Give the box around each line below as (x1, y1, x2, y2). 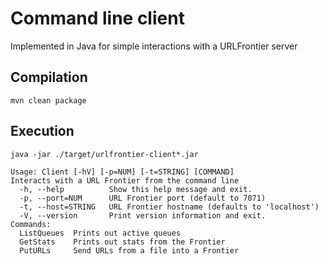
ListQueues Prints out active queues (19, 228, 182, 238)
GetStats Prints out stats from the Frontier (19, 237, 226, 247)
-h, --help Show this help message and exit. (19, 184, 253, 194)
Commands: (10, 219, 52, 229)
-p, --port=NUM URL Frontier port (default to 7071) (19, 193, 267, 203)
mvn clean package (10, 95, 87, 106)
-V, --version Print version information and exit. (19, 210, 267, 221)
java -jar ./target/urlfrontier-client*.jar (10, 149, 199, 159)
